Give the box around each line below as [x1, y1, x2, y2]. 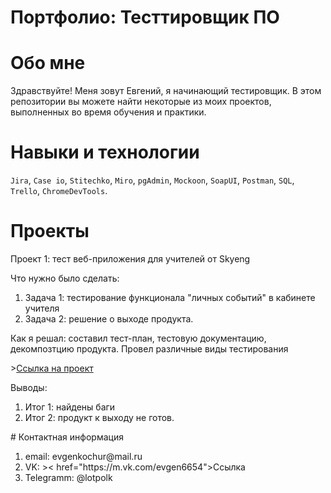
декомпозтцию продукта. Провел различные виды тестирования [10, 343, 289, 355]
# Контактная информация [10, 431, 124, 443]
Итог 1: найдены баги [24, 401, 116, 413]
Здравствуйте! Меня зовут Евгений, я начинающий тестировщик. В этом [10, 85, 322, 97]
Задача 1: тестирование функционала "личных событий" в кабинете [24, 292, 316, 303]
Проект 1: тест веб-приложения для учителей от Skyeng [10, 253, 251, 265]
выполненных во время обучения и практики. [10, 106, 207, 118]
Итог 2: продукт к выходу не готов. [24, 412, 175, 423]
